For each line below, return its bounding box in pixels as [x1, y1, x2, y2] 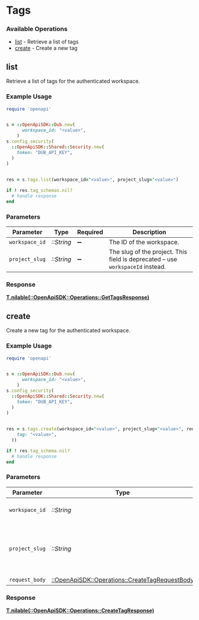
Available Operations [6, 25, 68, 33]
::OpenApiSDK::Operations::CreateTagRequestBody [51, 575, 194, 584]
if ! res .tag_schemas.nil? [6, 188, 73, 194]
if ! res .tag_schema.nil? [6, 448, 70, 454]
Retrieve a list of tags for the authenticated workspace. [6, 78, 140, 85]
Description [132, 228, 167, 237]
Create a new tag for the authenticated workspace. [6, 327, 131, 334]
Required [76, 228, 104, 237]
